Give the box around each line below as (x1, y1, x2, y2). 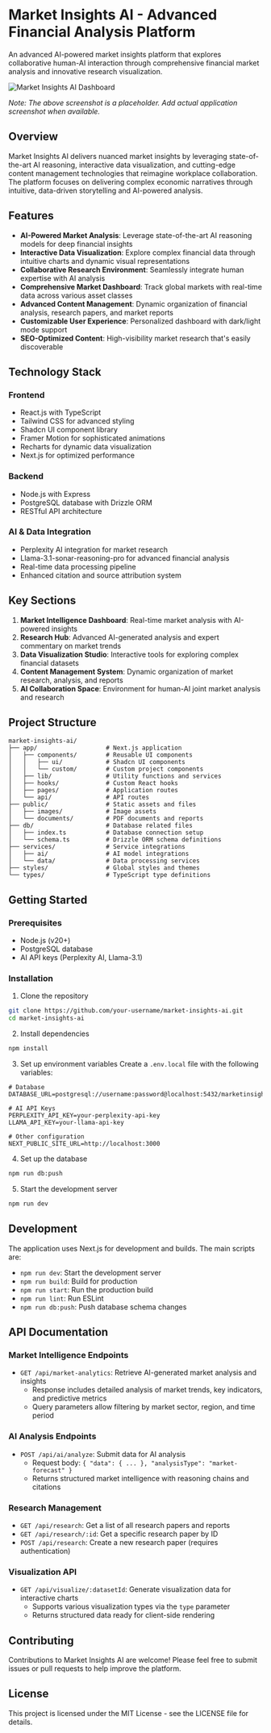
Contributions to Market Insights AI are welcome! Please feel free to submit (8, 1656, 258, 1665)
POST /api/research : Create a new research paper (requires (19, 1537, 219, 1547)
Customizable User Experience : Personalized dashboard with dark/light (19, 316, 261, 326)
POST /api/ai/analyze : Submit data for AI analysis (19, 1449, 186, 1459)
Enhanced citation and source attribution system (19, 570, 181, 580)
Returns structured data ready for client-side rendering (31, 1610, 215, 1620)
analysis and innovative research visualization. (8, 66, 163, 76)
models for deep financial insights (19, 239, 133, 248)
